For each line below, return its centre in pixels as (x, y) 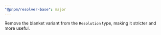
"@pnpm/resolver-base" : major (35, 9)
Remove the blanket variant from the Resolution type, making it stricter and (80, 23)
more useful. (17, 28)
